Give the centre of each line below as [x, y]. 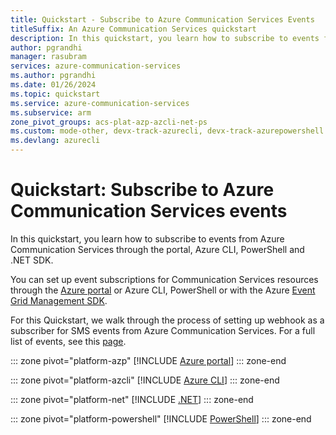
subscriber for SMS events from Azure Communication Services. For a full [163, 330]
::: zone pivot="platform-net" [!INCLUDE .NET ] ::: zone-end [132, 399]
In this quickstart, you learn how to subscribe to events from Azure [147, 238]
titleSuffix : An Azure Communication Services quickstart [133, 29]
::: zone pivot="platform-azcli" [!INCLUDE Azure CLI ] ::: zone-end [145, 380]
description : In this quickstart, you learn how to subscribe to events [165, 38]
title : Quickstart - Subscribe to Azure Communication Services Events [162, 19]
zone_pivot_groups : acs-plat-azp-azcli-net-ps [109, 122]
